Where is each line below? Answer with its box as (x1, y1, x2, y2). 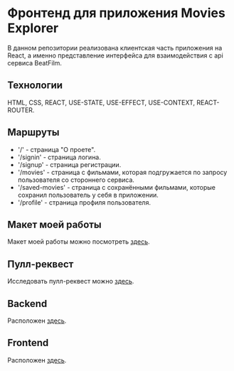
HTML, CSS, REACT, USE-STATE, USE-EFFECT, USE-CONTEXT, (7, 98, 196, 107)
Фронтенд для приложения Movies (7, 5, 225, 21)
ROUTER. (7, 105, 35, 114)
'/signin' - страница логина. (17, 153, 102, 161)
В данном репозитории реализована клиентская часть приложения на (7, 43, 223, 52)
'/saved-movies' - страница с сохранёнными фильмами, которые (17, 183, 216, 191)
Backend (7, 297, 48, 310)
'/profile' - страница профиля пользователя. (17, 198, 151, 207)
